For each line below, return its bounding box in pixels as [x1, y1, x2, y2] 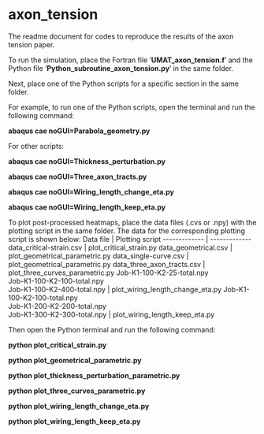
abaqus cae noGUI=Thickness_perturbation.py [8, 156, 165, 166]
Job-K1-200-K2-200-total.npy [8, 301, 106, 310]
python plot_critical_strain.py [8, 340, 107, 350]
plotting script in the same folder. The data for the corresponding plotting [8, 226, 246, 236]
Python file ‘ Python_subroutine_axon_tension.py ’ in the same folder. [8, 63, 234, 72]
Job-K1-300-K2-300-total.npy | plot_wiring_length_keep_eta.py [8, 310, 215, 319]
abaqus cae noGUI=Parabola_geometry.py [8, 126, 151, 135]
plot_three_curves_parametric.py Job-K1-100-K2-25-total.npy [8, 268, 209, 277]
